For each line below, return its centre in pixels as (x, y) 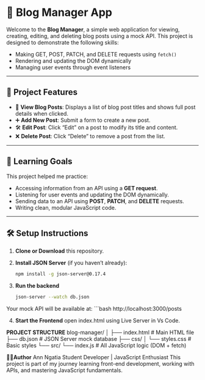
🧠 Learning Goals (39, 162)
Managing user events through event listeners (73, 67)
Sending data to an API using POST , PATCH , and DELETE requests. (99, 201)
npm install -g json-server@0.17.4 (60, 274)
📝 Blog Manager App (59, 13)
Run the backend (37, 286)
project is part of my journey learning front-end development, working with (100, 364)
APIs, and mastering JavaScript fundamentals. (65, 370)
